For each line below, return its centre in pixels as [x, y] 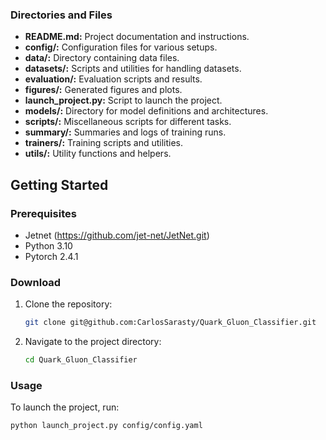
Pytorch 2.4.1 [51, 256]
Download [36, 282]
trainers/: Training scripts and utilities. [103, 143]
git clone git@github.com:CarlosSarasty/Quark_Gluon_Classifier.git [170, 323]
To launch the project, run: [65, 407]
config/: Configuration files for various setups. [121, 47]
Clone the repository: [68, 304]
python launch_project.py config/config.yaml [106, 426]
